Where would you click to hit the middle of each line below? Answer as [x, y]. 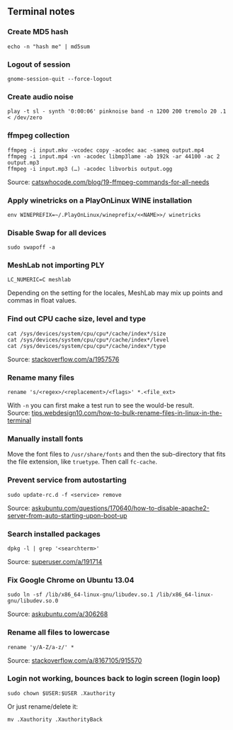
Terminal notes [41, 12]
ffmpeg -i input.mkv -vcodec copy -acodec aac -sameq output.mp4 [106, 150]
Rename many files [41, 377]
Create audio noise [41, 96]
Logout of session [39, 64]
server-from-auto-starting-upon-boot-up [67, 515]
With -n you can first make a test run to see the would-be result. [101, 405]
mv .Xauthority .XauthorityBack [55, 719]
